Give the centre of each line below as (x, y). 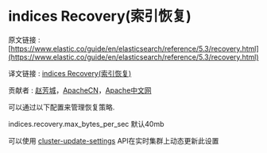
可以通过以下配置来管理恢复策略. (62, 107)
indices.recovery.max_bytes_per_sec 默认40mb (86, 124)
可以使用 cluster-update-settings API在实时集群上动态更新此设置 (114, 140)
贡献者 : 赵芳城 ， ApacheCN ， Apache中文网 (80, 90)
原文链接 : (24, 40)
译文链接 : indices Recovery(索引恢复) (70, 73)
